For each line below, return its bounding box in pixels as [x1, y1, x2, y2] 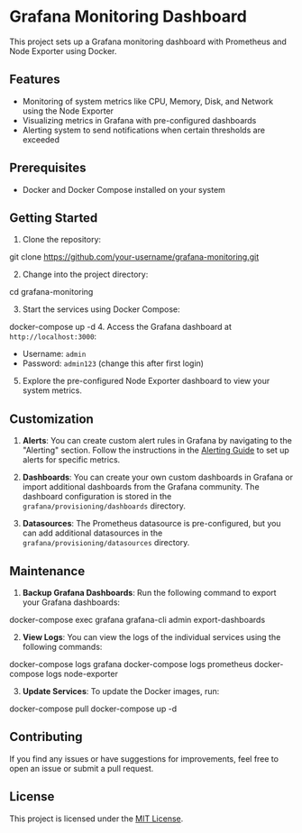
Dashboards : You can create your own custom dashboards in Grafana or [22, 471, 293, 483]
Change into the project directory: [22, 269, 149, 280]
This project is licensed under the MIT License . [9, 813, 184, 824]
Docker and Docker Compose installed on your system [22, 184, 225, 195]
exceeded [22, 133, 60, 145]
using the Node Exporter [22, 105, 114, 116]
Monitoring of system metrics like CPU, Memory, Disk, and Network [22, 96, 273, 106]
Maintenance [9, 563, 86, 579]
